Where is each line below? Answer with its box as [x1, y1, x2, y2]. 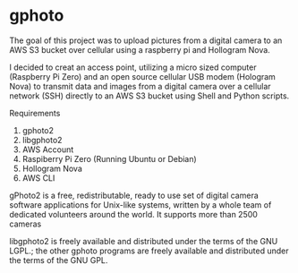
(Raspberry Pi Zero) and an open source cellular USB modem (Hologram [9, 71, 276, 81]
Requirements [9, 107, 61, 118]
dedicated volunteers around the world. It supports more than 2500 [9, 209, 258, 219]
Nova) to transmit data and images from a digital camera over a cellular [9, 81, 271, 91]
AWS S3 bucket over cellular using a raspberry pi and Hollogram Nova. [9, 44, 270, 55]
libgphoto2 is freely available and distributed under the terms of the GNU [9, 235, 278, 246]
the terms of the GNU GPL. [9, 254, 108, 265]
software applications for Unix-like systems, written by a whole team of [9, 199, 272, 210]
